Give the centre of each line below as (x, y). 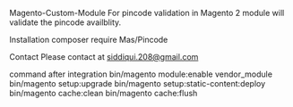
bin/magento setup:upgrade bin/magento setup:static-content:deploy (138, 83)
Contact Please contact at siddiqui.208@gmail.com (104, 57)
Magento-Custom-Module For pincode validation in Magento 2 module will (147, 13)
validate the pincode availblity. (65, 22)
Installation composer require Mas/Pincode (89, 40)
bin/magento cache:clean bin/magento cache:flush (103, 93)
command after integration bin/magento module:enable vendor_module (141, 74)
